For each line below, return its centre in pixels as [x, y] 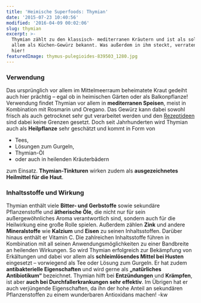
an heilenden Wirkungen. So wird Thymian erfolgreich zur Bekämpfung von [99, 250]
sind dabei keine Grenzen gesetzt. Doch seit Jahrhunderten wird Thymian [97, 122]
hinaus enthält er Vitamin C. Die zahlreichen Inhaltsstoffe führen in [88, 238]
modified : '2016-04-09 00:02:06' [48, 23]
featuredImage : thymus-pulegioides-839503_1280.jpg [72, 56]
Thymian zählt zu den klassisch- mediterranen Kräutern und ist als [99, 40]
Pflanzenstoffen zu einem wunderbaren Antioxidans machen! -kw [87, 295]
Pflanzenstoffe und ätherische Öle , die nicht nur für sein [76, 212]
